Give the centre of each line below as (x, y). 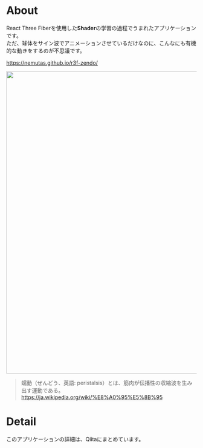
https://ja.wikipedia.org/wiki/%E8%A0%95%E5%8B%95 (92, 397)
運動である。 (48, 390)
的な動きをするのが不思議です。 (46, 50)
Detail (21, 422)
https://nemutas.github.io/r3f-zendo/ (52, 63)
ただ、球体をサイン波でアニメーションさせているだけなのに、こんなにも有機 (101, 43)
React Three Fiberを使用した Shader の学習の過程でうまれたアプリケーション (101, 28)
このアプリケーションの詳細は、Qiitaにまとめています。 (75, 439)
